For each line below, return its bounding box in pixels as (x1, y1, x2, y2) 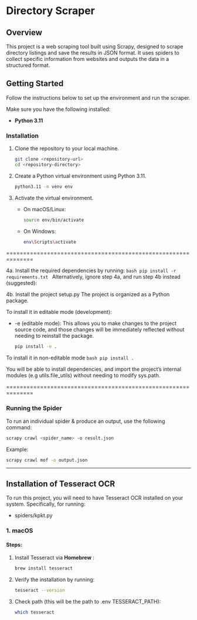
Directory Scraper (6, 4, 95, 18)
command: (6, 424, 32, 431)
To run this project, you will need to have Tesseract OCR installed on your (6, 494, 184, 502)
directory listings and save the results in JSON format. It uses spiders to (6, 49, 180, 56)
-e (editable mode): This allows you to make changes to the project (14, 320, 177, 327)
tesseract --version (14, 588, 65, 594)
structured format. (6, 62, 50, 69)
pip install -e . (14, 344, 57, 350)
